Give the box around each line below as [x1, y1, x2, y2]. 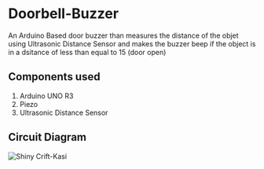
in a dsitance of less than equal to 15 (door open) [8, 47, 167, 57]
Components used [8, 70, 101, 83]
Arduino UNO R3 [19, 91, 74, 101]
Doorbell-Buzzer [8, 5, 119, 23]
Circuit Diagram [8, 130, 86, 144]
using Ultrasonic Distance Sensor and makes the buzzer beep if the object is [8, 39, 256, 48]
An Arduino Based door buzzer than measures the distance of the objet [8, 31, 239, 40]
